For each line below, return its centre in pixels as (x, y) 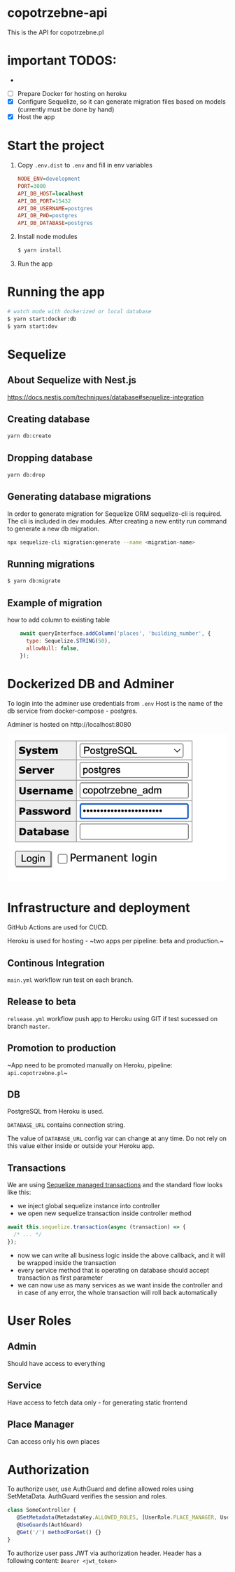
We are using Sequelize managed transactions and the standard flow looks (115, 1185)
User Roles (40, 1321)
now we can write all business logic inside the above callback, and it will (121, 1255)
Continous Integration (56, 963)
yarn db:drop (26, 475)
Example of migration (55, 603)
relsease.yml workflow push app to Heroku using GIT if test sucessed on (113, 1018)
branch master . (29, 1026)
